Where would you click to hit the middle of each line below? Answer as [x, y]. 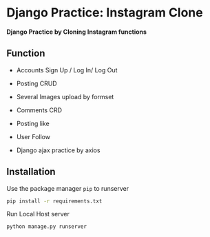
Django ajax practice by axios [58, 150]
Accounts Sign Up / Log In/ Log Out [67, 70]
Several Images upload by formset [65, 96]
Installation [31, 172]
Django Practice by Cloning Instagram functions [77, 32]
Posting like [33, 123]
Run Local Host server [38, 214]
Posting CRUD [36, 83]
